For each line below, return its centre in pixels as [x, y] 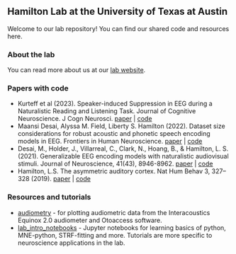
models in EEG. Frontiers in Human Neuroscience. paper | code [110, 142]
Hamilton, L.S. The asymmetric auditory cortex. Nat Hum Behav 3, [114, 171]
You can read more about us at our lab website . [77, 70]
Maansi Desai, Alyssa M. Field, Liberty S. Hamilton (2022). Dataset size [121, 126]
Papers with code [38, 88]
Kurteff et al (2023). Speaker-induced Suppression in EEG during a [115, 104]
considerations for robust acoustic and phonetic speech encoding [114, 134]
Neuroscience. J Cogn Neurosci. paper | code [85, 119]
